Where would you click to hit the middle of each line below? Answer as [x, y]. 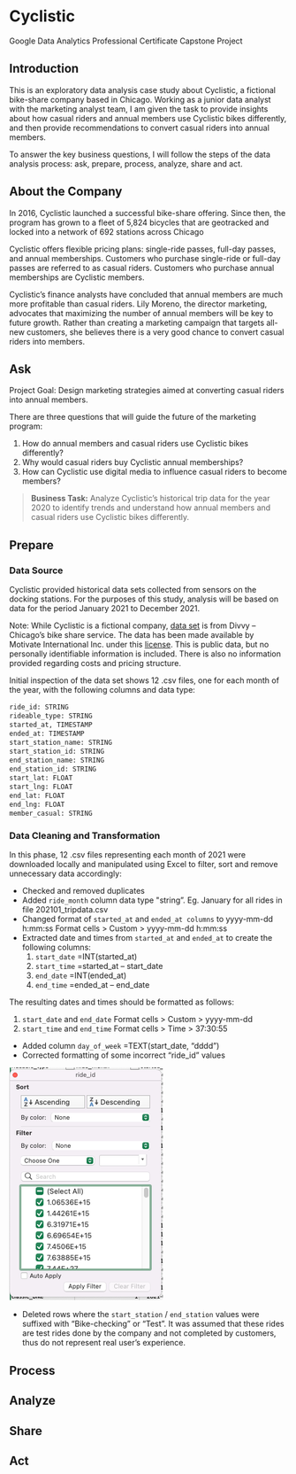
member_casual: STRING [51, 814]
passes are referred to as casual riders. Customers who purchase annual [142, 268]
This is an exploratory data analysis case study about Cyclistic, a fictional [143, 89]
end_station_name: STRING [57, 760]
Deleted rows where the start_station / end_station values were [140, 1315]
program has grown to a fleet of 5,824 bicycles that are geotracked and [139, 222]
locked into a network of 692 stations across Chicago [107, 231]
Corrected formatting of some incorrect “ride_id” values [123, 1055]
